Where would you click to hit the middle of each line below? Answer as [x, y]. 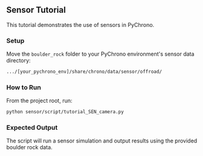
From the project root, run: [39, 101]
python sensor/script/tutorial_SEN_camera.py [65, 112]
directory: [19, 61]
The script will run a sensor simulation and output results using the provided [102, 141]
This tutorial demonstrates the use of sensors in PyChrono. [80, 24]
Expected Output [32, 128]
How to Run [24, 87]
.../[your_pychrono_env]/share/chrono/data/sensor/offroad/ [84, 72]
